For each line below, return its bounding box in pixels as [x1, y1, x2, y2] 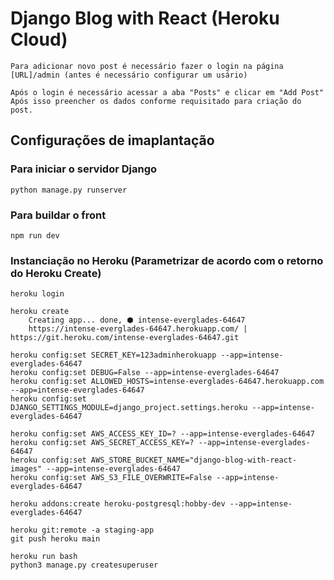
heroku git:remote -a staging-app [10, 525, 155, 536]
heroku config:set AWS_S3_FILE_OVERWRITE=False [10, 473, 213, 483]
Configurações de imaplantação [10, 132, 215, 149]
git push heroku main [10, 534, 101, 544]
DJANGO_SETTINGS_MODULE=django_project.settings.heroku [10, 403, 248, 413]
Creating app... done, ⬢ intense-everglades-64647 [28, 315, 246, 326]
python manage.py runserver [10, 185, 128, 195]
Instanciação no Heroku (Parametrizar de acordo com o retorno [10, 253, 324, 267]
